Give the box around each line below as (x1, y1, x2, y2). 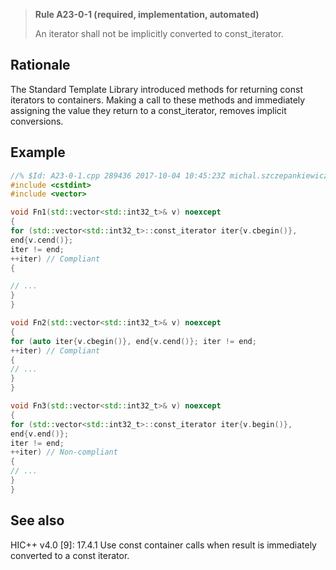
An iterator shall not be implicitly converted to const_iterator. (34, 28, 284, 39)
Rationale (10, 57, 71, 74)
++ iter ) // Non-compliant (10, 447, 118, 458)
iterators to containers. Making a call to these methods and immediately (10, 94, 306, 106)
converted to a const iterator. (10, 549, 130, 561)
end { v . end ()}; (10, 429, 70, 439)
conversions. (10, 115, 64, 127)
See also (10, 512, 65, 529)
